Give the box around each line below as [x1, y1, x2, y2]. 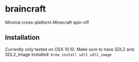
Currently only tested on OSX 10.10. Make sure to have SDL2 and [5, 46, 135, 52]
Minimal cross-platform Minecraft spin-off [5, 19, 89, 25]
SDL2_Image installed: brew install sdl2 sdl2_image [5, 51, 112, 57]
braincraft [5, 3, 46, 15]
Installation [5, 33, 40, 42]
